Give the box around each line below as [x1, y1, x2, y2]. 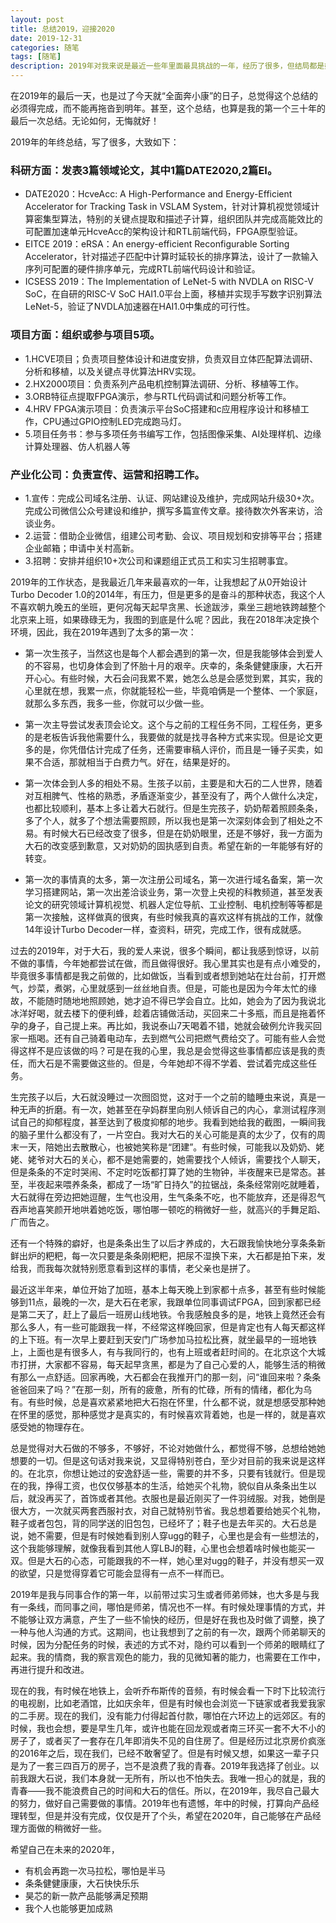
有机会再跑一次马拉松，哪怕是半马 [24, 1864, 166, 1876]
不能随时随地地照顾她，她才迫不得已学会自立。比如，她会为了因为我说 [27, 994, 317, 1006]
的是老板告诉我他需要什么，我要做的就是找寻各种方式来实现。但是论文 [24, 731, 315, 743]
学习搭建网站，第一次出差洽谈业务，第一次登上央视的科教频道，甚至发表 [24, 886, 323, 898]
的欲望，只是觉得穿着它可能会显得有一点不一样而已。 [10, 1567, 230, 1579]
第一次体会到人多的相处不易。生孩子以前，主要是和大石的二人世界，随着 [24, 777, 323, 789]
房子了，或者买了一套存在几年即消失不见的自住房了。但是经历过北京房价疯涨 [10, 1734, 326, 1746]
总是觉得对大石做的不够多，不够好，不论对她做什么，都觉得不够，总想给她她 [10, 1442, 326, 1454]
